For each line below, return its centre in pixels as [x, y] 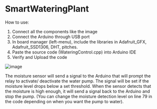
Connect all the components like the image [55, 31]
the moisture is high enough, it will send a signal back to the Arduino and [78, 91]
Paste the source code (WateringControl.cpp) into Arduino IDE [74, 52]
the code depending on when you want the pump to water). [64, 101]
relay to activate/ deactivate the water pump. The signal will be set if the [77, 81]
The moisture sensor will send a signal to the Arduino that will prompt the [78, 76]
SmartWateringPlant [47, 9]
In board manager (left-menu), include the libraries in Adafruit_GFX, [79, 41]
